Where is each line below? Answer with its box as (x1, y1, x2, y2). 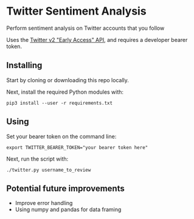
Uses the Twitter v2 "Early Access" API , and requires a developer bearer (6, 36, 188, 43)
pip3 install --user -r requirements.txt (6, 100, 113, 106)
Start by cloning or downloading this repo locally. (6, 76, 130, 83)
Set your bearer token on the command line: (6, 133, 117, 140)
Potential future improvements (6, 183, 125, 193)
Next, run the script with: (6, 155, 69, 162)
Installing (6, 60, 43, 71)
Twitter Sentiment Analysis (6, 4, 147, 18)
